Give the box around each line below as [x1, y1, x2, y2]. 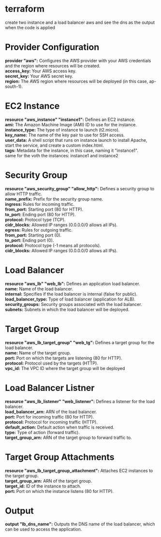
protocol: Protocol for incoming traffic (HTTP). [5, 419, 98, 425]
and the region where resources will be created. [5, 63, 101, 68]
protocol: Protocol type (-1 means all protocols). [5, 242, 101, 248]
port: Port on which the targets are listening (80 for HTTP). [5, 355, 122, 361]
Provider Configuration [5, 42, 100, 53]
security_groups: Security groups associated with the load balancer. [5, 301, 142, 307]
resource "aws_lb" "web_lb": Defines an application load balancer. [5, 281, 140, 286]
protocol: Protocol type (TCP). [5, 217, 66, 222]
